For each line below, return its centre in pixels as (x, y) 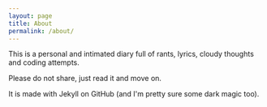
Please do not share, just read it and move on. (85, 79)
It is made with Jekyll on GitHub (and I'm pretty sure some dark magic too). (134, 94)
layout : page (30, 16)
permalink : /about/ (41, 31)
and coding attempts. (44, 62)
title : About (30, 24)
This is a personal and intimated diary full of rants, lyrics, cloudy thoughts (131, 54)
